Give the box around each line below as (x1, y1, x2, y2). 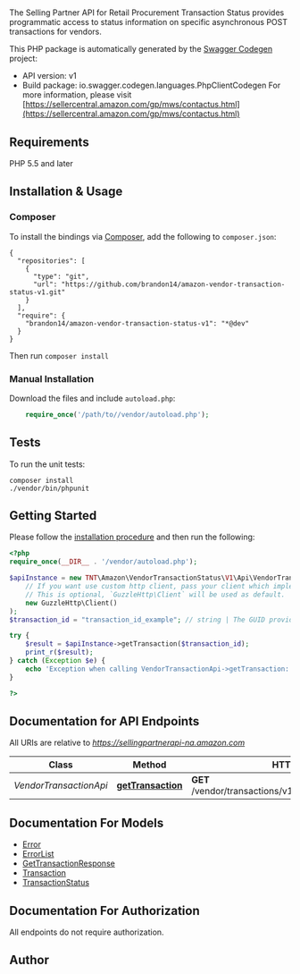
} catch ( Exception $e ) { (9, 656, 105, 665)
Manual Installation (9, 372, 95, 385)
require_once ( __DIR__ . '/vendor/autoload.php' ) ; (9, 557, 198, 566)
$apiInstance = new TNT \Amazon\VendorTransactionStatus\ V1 (9, 573, 234, 583)
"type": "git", (32, 272, 90, 281)
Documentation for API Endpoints (9, 714, 200, 729)
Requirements (9, 134, 89, 149)
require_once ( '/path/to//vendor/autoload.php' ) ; (25, 410, 210, 419)
